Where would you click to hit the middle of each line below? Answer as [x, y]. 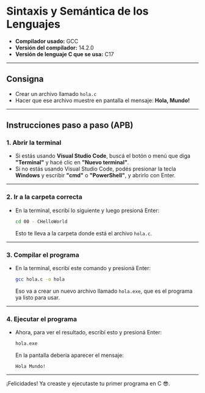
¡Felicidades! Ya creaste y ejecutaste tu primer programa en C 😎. [88, 383]
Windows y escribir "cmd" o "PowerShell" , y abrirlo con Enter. [95, 175]
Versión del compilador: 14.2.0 [55, 48]
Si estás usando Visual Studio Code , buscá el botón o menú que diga [103, 156]
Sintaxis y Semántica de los [77, 11]
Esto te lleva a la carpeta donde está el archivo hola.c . [84, 233]
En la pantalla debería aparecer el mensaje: [69, 355]
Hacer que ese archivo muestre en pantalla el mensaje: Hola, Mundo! [103, 100]
